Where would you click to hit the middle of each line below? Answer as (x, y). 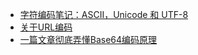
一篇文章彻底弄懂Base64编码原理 (88, 39)
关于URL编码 (46, 27)
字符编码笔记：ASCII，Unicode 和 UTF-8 (104, 14)
